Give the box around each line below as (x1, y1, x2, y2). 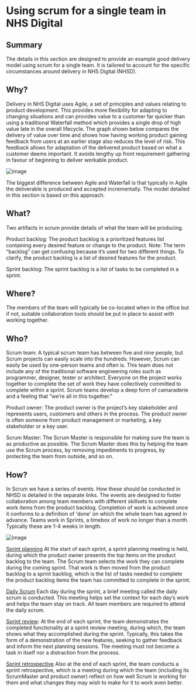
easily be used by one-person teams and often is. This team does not (6, 362, 174, 369)
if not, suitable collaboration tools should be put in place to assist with (6, 311, 174, 318)
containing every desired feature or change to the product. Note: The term (6, 241, 185, 248)
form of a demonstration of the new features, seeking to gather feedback (6, 637, 183, 644)
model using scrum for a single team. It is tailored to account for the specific (6, 62, 190, 69)
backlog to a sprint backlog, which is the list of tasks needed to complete (6, 570, 183, 578)
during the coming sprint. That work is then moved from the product (6, 564, 171, 571)
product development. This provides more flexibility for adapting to (6, 107, 167, 114)
